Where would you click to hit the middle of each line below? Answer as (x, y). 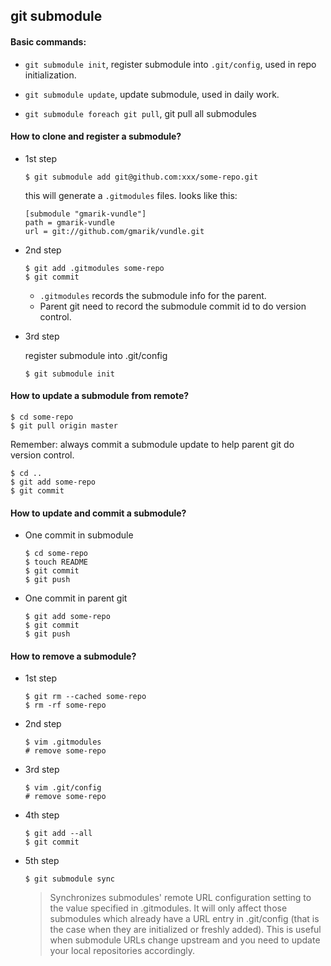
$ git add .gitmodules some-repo (94, 268)
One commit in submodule (79, 535)
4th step (42, 815)
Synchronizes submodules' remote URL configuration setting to (180, 898)
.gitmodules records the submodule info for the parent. (153, 295)
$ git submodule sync (69, 879)
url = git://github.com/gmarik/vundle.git (114, 231)
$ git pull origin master (64, 426)
